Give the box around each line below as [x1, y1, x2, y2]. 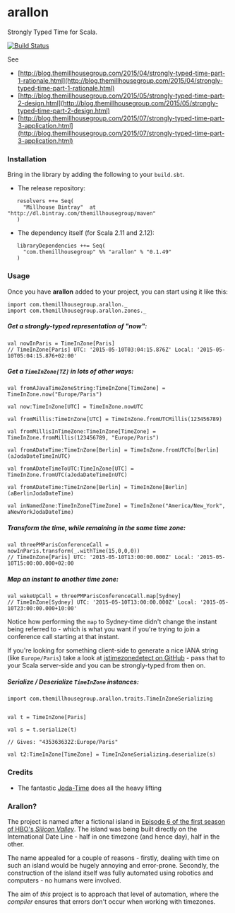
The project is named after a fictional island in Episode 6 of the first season [7, 817, 226, 825]
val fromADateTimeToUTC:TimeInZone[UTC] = [7, 465, 134, 473]
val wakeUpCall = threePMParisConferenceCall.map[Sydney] [7, 592, 181, 600]
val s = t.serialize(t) [7, 726, 78, 733]
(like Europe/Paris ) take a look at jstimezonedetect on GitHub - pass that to [7, 654, 226, 662]
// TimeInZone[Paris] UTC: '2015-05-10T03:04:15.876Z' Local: [7, 346, 194, 353]
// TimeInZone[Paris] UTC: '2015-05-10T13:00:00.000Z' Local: [7, 553, 194, 561]
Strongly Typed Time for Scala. [7, 28, 97, 36]
